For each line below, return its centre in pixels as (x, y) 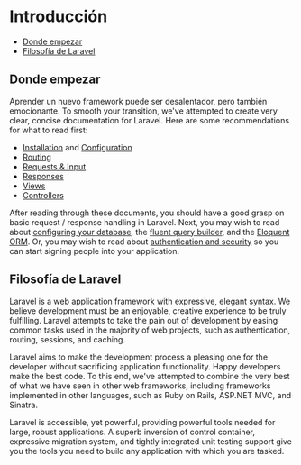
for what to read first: (49, 130)
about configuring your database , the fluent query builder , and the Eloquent (150, 232)
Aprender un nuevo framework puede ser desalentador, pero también (138, 101)
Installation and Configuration (77, 147)
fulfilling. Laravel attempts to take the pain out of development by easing (144, 320)
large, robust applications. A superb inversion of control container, (132, 432)
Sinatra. (24, 405)
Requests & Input (54, 166)
